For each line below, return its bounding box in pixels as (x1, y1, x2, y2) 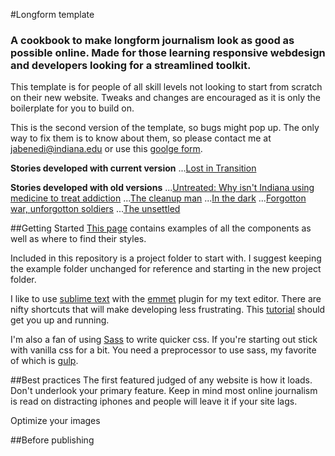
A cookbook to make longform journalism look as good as (10, 33, 295, 47)
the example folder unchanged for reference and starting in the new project (10, 263, 322, 275)
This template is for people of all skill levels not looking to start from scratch (10, 81, 323, 93)
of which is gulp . (10, 355, 79, 367)
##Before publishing (10, 434, 95, 446)
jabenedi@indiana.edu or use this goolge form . (10, 143, 203, 155)
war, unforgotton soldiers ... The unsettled (10, 203, 181, 215)
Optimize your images (10, 415, 101, 427)
